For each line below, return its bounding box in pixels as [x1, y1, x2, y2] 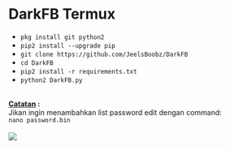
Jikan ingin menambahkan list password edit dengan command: [8, 107, 222, 117]
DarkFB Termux [8, 5, 116, 23]
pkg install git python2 [20, 33, 105, 41]
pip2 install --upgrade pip [20, 41, 115, 49]
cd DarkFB [20, 58, 54, 67]
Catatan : [8, 99, 41, 109]
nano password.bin [8, 116, 71, 124]
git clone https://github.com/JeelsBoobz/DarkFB [20, 50, 189, 58]
